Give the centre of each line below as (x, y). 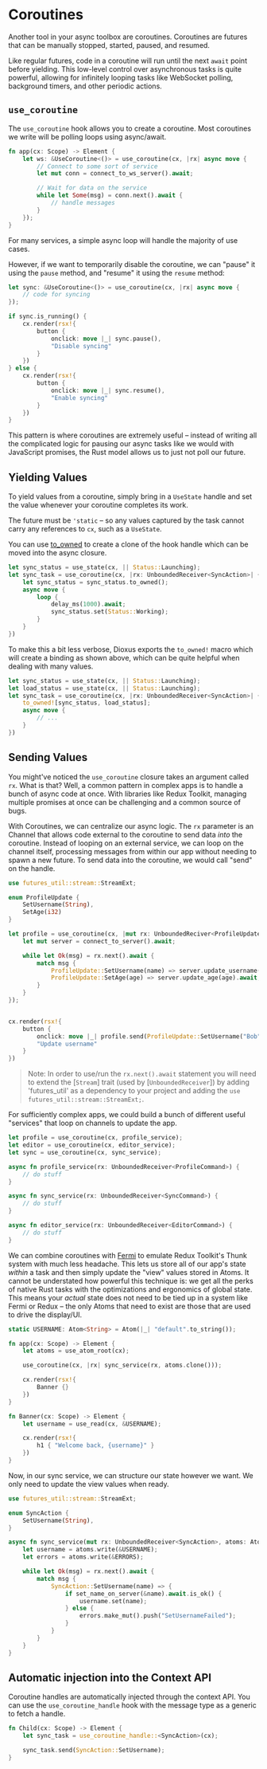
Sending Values (48, 757)
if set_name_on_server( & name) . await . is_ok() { (143, 1594)
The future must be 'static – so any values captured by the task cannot (126, 520)
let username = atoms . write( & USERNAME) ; (90, 1550)
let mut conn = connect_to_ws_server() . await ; (115, 174)
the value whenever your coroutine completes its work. (99, 505)
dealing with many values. (51, 666)
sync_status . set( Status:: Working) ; (110, 612)
